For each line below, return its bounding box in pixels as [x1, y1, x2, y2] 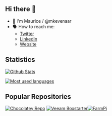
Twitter [19, 31, 35, 37]
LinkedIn [19, 36, 38, 42]
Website [19, 41, 37, 47]
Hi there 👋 [5, 5, 36, 13]
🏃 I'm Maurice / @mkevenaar [12, 18, 72, 24]
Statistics [5, 55, 36, 64]
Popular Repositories [5, 92, 71, 101]
